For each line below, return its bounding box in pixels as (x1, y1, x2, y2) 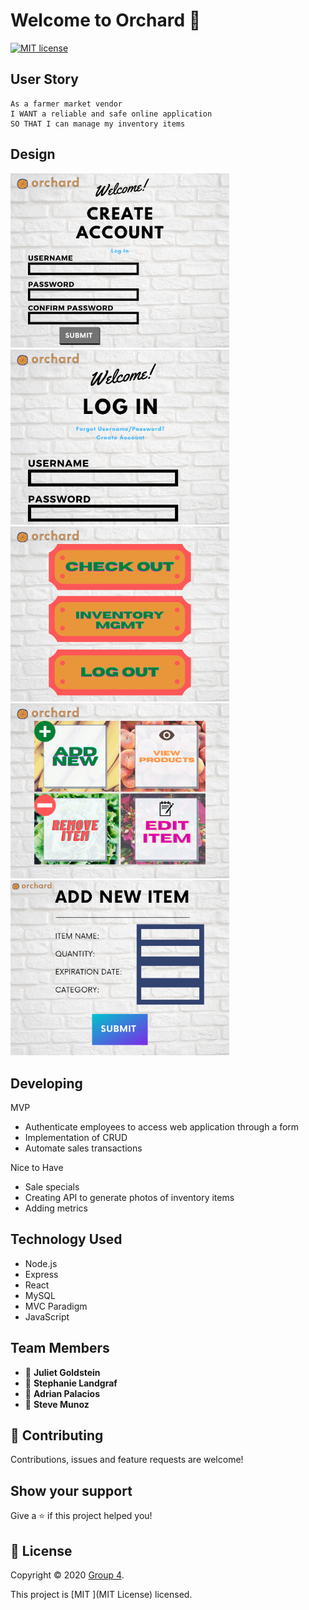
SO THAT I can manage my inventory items (10, 119, 186, 129)
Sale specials (24, 1180, 80, 1193)
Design (10, 146, 56, 163)
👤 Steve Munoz (24, 1398, 90, 1410)
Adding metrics (24, 1202, 88, 1214)
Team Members (10, 1340, 110, 1357)
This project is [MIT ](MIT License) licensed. (10, 1589, 193, 1601)
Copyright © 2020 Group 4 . (10, 1569, 125, 1581)
